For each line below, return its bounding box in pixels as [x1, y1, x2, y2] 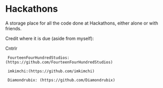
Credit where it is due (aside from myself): [5, 35, 94, 41]
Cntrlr [5, 45, 18, 51]
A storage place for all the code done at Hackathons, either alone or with [5, 20, 158, 26]
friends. [5, 25, 22, 31]
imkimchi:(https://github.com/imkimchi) [7, 69, 95, 74]
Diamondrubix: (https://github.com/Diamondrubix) [7, 77, 115, 82]
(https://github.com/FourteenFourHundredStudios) [5, 59, 113, 64]
